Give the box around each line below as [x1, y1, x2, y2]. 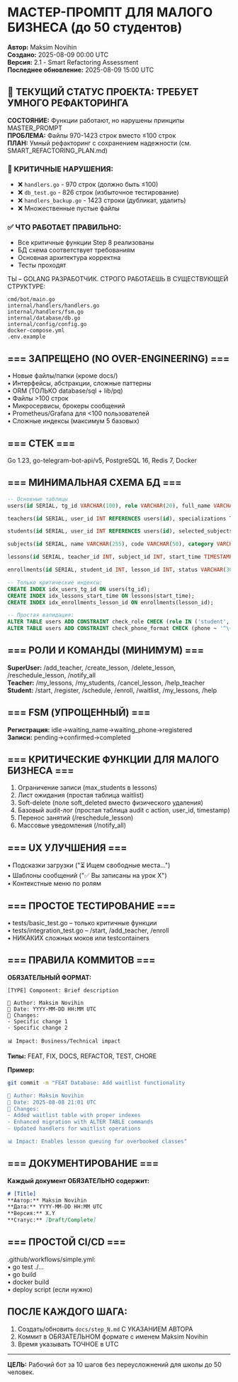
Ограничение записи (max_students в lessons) [17, 783, 157, 792]
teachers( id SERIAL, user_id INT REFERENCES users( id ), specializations [7, 515, 227, 522]
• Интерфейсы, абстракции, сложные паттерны [7, 379, 152, 388]
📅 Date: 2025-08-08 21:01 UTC [7, 1099, 97, 1106]
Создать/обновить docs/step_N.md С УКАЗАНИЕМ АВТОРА [17, 1324, 193, 1333]
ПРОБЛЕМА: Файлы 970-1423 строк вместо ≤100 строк [7, 131, 176, 139]
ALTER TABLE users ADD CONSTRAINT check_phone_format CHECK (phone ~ [7, 625, 217, 632]
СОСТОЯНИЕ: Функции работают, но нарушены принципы [7, 116, 185, 124]
